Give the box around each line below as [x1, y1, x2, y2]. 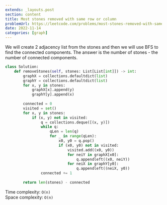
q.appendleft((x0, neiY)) [76, 157, 130, 162]
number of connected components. [5, 55, 78, 60]
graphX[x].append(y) [31, 88, 75, 93]
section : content [5, 12, 41, 17]
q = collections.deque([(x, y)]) [40, 120, 110, 125]
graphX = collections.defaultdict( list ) [23, 73, 108, 79]
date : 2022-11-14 [5, 26, 41, 31]
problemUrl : [5, 21, 30, 26]
